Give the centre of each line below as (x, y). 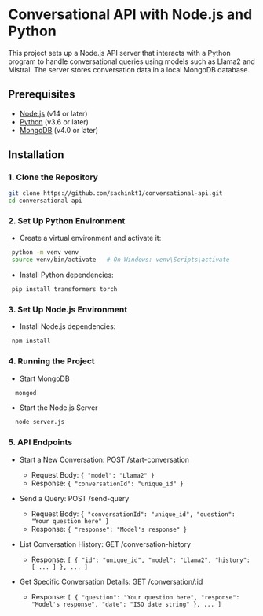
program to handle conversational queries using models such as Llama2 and (131, 61)
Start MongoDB (44, 378)
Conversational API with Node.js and (130, 15)
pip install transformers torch (64, 290)
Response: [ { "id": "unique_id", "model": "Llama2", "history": (141, 559)
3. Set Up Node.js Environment (68, 310)
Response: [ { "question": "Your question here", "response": (135, 596)
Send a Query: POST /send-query (74, 498)
